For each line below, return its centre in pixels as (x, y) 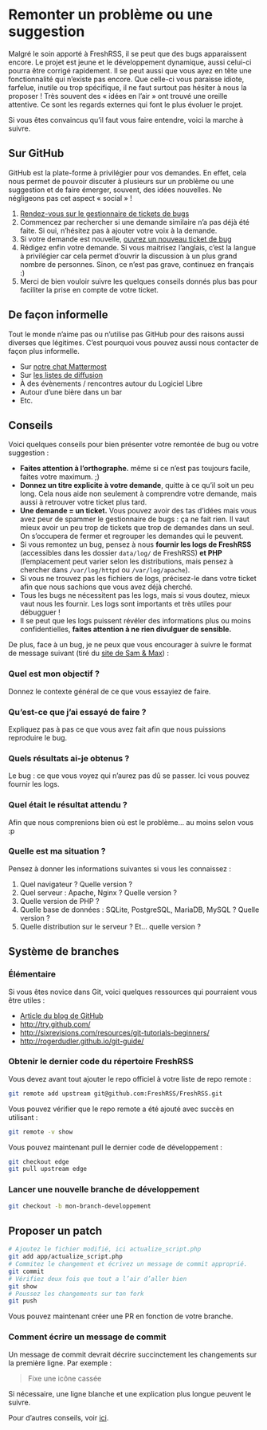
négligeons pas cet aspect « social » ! (71, 198)
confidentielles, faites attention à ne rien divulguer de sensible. (126, 629)
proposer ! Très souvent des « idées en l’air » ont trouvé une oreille (118, 96)
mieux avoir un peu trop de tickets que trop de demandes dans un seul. (137, 528)
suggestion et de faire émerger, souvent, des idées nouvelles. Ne (115, 190)
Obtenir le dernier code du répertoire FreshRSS (101, 1062)
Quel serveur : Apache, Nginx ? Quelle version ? (98, 892)
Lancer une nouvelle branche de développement (104, 1189)
